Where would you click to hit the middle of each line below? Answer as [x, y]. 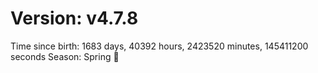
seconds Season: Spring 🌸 [65, 56]
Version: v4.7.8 [74, 18]
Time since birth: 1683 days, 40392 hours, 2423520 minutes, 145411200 [159, 46]
